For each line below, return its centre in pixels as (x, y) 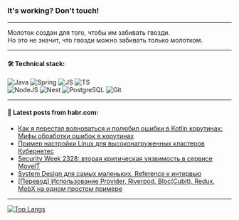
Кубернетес (36, 150)
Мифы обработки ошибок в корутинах (76, 136)
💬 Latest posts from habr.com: (53, 113)
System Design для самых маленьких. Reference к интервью (110, 173)
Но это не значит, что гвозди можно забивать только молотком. (105, 40)
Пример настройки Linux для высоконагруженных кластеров (111, 143)
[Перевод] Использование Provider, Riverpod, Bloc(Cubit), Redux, (116, 181)
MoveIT (29, 166)
